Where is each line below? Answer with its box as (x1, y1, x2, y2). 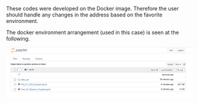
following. (6, 35, 30, 42)
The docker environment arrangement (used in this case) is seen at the (6, 29, 179, 36)
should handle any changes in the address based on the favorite (6, 11, 163, 18)
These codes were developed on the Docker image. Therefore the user (6, 5, 179, 12)
